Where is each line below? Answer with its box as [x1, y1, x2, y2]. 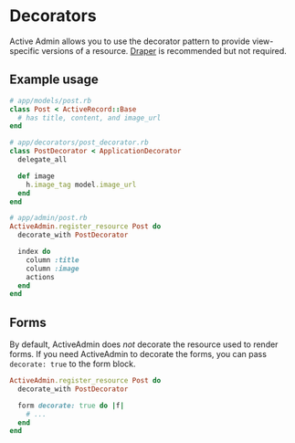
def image [17, 171, 55, 181]
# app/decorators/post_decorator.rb [9, 138, 149, 147]
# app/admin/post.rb [9, 214, 89, 223]
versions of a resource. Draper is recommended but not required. [41, 45, 288, 56]
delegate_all [17, 155, 68, 164]
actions [26, 272, 55, 281]
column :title [26, 255, 79, 265]
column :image [26, 264, 79, 273]
